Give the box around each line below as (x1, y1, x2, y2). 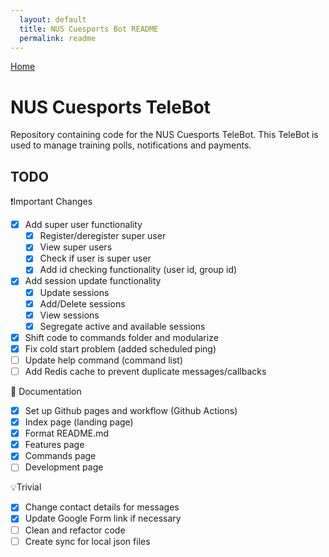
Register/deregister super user (39, 230, 167, 242)
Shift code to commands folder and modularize (24, 331, 219, 343)
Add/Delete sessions (39, 297, 126, 310)
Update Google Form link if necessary (24, 512, 182, 525)
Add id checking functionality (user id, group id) (39, 264, 238, 276)
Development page (24, 461, 104, 473)
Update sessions (39, 286, 110, 298)
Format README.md (24, 427, 110, 440)
